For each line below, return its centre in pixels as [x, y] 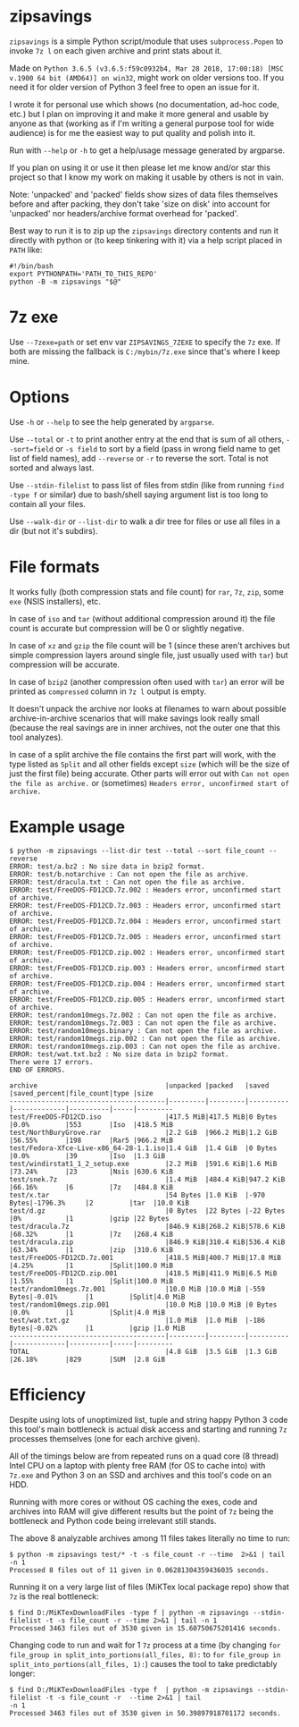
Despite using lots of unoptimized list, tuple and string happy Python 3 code [149, 1419]
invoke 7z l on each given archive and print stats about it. [116, 50]
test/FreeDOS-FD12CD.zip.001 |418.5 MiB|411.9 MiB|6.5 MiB [143, 1273]
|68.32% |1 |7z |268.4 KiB [91, 1234]
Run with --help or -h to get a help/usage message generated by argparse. [147, 150]
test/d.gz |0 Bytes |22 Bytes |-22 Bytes [147, 1211]
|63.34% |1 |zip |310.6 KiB [91, 1249]
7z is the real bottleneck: [54, 1596]
